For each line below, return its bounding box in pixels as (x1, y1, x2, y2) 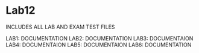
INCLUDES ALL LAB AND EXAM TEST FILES (5, 23, 115, 30)
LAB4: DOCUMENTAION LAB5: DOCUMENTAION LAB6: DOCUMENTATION (5, 41, 192, 48)
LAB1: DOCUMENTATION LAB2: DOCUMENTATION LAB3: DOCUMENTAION (5, 35, 194, 42)
